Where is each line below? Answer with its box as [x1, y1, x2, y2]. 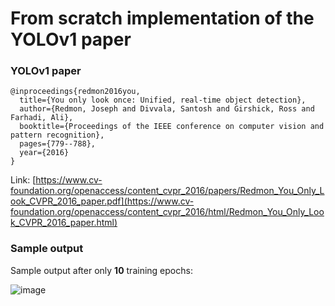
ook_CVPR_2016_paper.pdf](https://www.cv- [10, 195, 195, 207]
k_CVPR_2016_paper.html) [10, 217, 118, 229]
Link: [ [10, 174, 37, 186]
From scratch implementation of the [10, 7, 315, 30]
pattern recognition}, [10, 130, 105, 141]
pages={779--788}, [19, 139, 97, 149]
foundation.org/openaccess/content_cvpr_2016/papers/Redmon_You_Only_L [10, 185, 325, 197]
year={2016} [19, 148, 70, 158]
